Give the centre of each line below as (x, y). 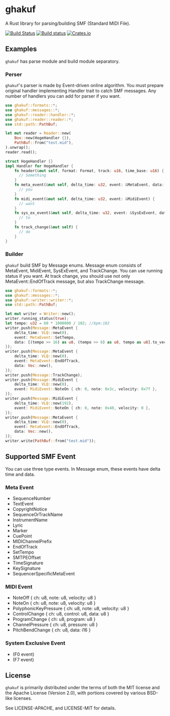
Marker (20, 530)
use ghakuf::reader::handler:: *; (40, 115)
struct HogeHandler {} (29, 161)
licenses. (23, 698)
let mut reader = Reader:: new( (38, 133)
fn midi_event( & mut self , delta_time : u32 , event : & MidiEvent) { (85, 199)
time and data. (20, 474)
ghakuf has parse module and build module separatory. (62, 61)
